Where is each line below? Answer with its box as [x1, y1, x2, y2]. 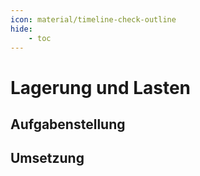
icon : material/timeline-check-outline [10, 14, 177, 25]
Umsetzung [10, 150, 85, 167]
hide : [10, 24, 33, 34]
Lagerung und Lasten [10, 76, 192, 99]
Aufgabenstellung [10, 116, 126, 133]
